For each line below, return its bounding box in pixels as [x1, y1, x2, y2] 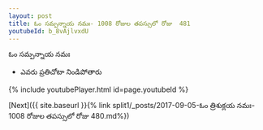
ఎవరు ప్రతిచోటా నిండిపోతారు [19, 67, 102, 77]
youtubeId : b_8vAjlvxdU [8, 27, 89, 35]
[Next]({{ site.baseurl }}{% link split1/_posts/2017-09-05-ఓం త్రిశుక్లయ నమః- [8, 101, 256, 110]
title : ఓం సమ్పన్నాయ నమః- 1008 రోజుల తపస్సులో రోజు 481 [8, 19, 191, 28]
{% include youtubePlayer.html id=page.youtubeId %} [8, 84, 189, 94]
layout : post [8, 11, 53, 20]
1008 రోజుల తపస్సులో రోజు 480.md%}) [8, 111, 130, 121]
